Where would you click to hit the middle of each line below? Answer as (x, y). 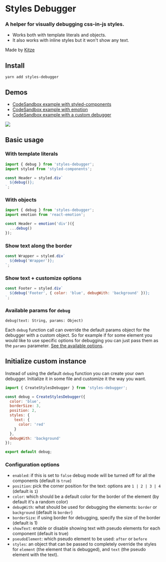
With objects (21, 200)
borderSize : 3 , (25, 406)
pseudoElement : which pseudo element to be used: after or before (80, 539)
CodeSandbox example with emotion (50, 109)
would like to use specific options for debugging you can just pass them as (82, 340)
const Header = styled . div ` (34, 178)
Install (15, 65)
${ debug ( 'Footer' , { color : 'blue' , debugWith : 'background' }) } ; (80, 293)
